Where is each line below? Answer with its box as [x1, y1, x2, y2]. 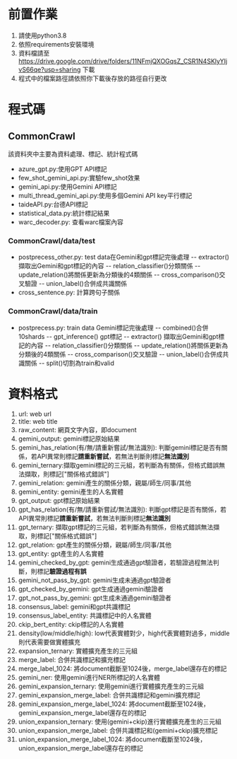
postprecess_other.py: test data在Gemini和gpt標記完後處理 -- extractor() [18, 253, 230, 262]
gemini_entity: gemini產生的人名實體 [18, 487, 124, 496]
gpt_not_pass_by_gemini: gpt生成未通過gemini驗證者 [18, 593, 171, 602]
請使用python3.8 [18, 31, 67, 40]
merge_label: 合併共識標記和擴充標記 [18, 656, 126, 664]
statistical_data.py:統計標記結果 [18, 209, 110, 217]
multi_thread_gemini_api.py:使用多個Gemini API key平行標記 [18, 191, 193, 199]
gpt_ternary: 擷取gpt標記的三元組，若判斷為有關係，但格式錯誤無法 [18, 523, 214, 531]
